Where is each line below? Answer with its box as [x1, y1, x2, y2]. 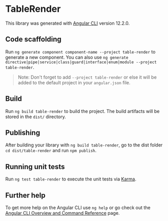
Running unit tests [5, 162, 65, 171]
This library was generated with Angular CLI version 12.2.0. [5, 20, 130, 26]
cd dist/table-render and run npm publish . [5, 148, 97, 154]
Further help [5, 191, 46, 199]
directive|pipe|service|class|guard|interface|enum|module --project [5, 60, 157, 65]
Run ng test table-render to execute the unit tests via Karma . [5, 176, 137, 182]
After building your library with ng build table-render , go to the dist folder [5, 142, 163, 148]
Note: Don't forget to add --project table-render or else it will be [17, 74, 157, 80]
